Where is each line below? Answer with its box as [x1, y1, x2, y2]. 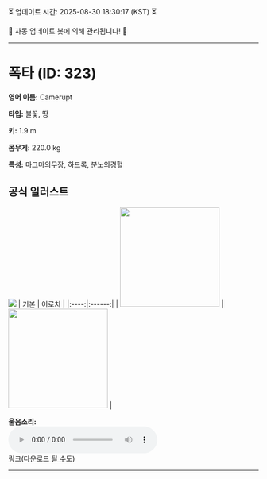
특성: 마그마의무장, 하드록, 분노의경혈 [8, 160, 123, 169]
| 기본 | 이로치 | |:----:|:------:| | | [17, 299, 224, 308]
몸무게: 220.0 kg [8, 142, 61, 153]
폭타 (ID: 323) [8, 64, 97, 83]
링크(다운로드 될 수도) [8, 454, 75, 463]
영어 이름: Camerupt [8, 92, 73, 102]
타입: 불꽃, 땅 [8, 109, 49, 118]
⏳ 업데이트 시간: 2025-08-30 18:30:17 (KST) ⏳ [8, 7, 157, 16]
